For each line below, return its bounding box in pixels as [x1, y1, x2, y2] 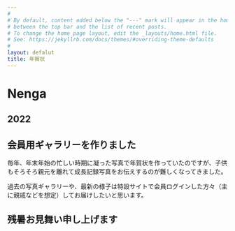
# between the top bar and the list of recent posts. [7, 23, 168, 30]
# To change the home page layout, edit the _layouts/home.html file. [7, 29, 218, 37]
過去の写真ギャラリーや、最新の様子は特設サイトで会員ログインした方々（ [7, 182, 222, 191]
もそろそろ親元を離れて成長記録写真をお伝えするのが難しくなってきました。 [7, 167, 227, 176]
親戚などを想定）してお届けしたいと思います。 [13, 191, 148, 200]
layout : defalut [7, 50, 55, 57]
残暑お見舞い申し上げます [7, 214, 117, 225]
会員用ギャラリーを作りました [7, 139, 136, 151]
